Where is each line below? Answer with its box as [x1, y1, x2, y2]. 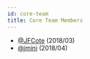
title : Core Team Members [7, 17, 83, 24]
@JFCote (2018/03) [17, 36, 75, 44]
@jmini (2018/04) [17, 44, 68, 52]
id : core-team [7, 10, 49, 18]
